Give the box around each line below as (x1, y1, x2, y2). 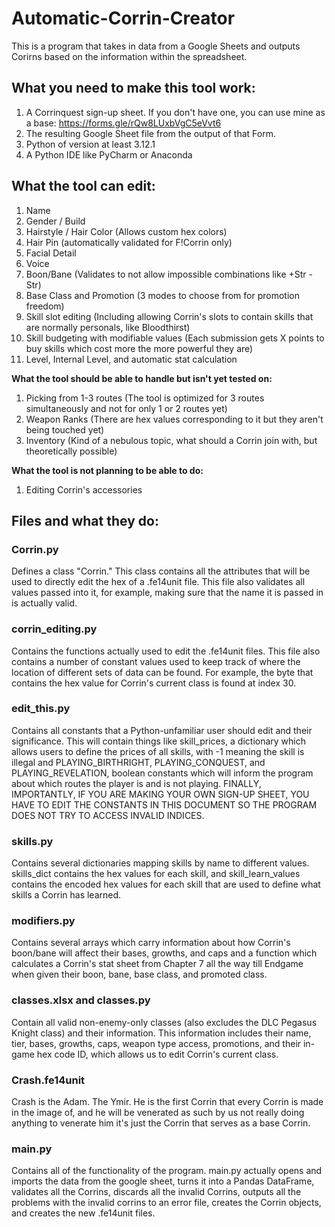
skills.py (11, 834, 54, 848)
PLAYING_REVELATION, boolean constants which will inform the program (11, 767, 314, 779)
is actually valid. (11, 597, 78, 609)
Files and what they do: (11, 512, 159, 529)
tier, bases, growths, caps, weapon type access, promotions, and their (11, 1037, 302, 1049)
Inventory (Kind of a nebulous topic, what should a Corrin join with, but (25, 434, 318, 446)
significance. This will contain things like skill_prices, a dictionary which (11, 735, 307, 747)
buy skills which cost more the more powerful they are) (25, 342, 254, 354)
